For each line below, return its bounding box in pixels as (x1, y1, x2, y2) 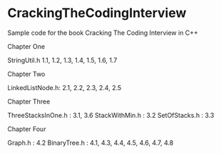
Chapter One (7, 42, 45, 50)
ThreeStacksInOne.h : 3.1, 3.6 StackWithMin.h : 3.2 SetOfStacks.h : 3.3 (7, 111, 215, 119)
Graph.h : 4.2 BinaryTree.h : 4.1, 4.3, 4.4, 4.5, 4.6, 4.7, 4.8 (7, 138, 174, 147)
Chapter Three (7, 97, 51, 106)
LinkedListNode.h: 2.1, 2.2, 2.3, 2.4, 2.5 (7, 83, 122, 92)
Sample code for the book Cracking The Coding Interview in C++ (7, 28, 198, 37)
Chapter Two (7, 70, 46, 78)
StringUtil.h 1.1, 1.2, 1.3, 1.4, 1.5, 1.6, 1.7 (7, 55, 118, 65)
